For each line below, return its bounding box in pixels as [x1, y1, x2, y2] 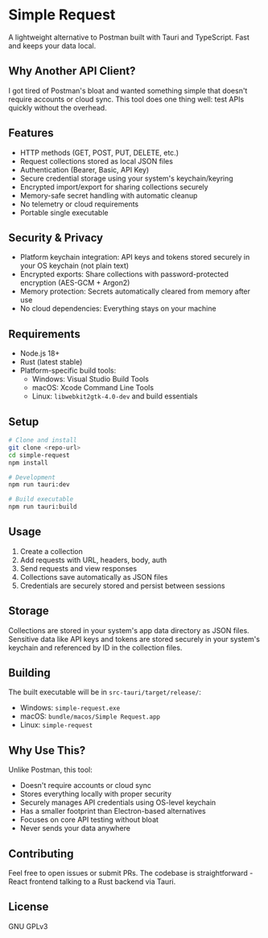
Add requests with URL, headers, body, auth [19, 555, 167, 565]
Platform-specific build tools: [19, 365, 117, 376]
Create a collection [19, 546, 83, 556]
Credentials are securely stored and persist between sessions [19, 581, 225, 590]
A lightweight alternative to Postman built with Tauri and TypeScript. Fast [8, 32, 249, 42]
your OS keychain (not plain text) [19, 261, 130, 271]
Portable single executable [19, 207, 109, 217]
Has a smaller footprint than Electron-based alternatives [19, 807, 207, 816]
